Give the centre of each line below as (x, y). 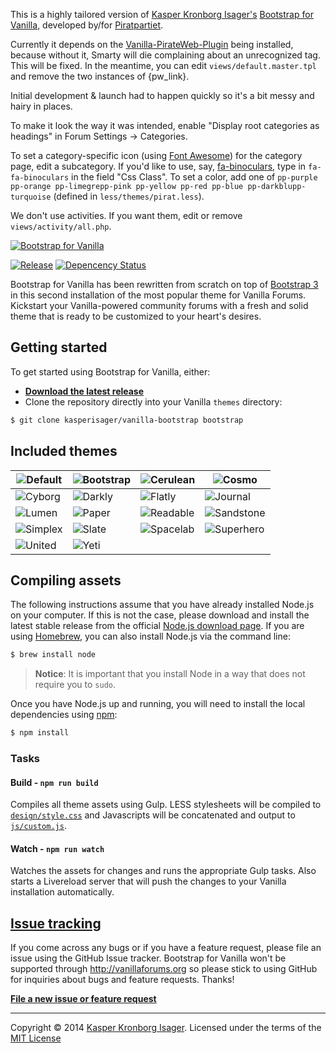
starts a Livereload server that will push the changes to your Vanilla (148, 881)
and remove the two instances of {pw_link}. (100, 76)
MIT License (36, 1038)
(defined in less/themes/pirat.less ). (129, 196)
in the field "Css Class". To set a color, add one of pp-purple (194, 177)
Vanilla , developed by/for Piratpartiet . (87, 25)
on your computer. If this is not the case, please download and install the (160, 615)
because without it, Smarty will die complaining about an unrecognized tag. (165, 55)
